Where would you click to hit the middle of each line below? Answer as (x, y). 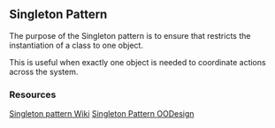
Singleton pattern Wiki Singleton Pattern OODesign (102, 114)
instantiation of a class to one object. (76, 45)
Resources (33, 94)
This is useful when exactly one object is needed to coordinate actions (138, 62)
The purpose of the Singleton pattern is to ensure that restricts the (130, 35)
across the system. (44, 72)
